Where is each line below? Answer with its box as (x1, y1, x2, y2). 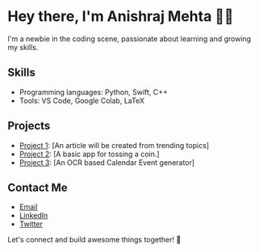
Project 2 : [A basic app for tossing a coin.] (19, 149, 160, 159)
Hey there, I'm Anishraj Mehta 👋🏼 (7, 7, 234, 26)
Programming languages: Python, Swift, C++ (19, 87, 169, 97)
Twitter (19, 219, 44, 229)
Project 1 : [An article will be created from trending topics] (19, 140, 210, 150)
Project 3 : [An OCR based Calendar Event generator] (19, 157, 195, 167)
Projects (7, 119, 51, 133)
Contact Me (7, 180, 68, 194)
